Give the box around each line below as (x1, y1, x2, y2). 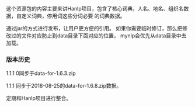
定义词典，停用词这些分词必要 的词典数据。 (21, 12, 126, 19)
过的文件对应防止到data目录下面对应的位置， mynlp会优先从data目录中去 (11, 32, 187, 39)
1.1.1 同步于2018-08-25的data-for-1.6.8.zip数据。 (6, 82, 122, 89)
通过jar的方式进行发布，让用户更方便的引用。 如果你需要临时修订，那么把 (6, 25, 183, 32)
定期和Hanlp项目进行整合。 (6, 95, 72, 102)
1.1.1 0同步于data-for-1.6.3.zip (6, 70, 76, 77)
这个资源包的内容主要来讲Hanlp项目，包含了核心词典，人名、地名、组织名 (6, 5, 184, 12)
